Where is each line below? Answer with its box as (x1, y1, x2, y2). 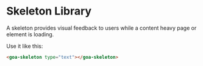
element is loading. (6, 30, 54, 38)
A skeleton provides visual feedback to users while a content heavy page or (6, 24, 197, 31)
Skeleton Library (6, 4, 92, 18)
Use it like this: (6, 42, 43, 50)
